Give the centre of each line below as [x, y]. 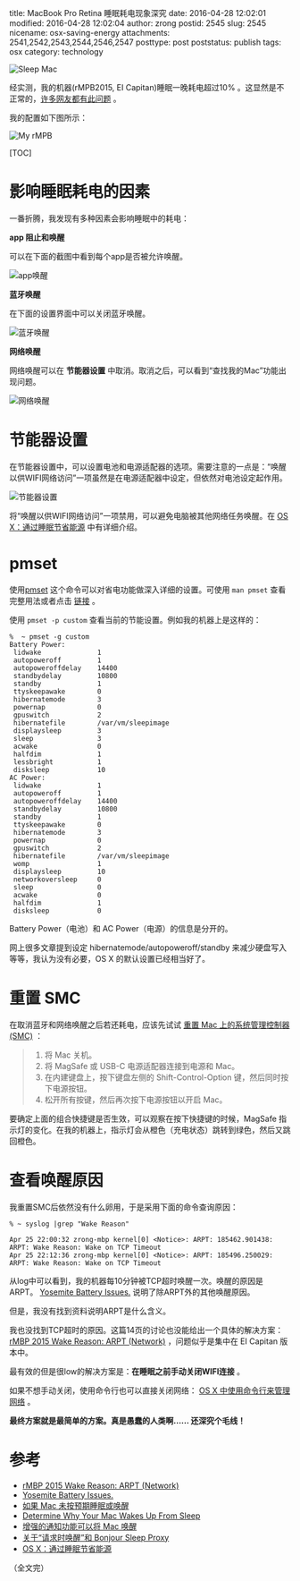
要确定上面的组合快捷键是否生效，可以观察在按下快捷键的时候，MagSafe [143, 1118]
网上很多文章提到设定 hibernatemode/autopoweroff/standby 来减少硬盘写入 [148, 948]
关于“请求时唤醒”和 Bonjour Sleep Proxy [96, 1537]
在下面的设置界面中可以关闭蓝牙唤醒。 [79, 313]
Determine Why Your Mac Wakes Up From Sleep [111, 1516]
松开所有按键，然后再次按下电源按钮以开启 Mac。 [136, 1100]
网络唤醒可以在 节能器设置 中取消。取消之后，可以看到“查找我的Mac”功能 [144, 370]
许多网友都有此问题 [76, 98]
